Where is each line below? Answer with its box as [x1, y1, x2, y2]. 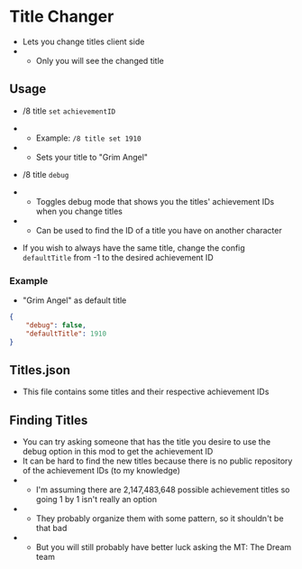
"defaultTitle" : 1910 [25, 329, 106, 338]
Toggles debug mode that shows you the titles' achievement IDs [35, 196, 275, 206]
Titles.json [9, 363, 70, 378]
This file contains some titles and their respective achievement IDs [22, 386, 270, 398]
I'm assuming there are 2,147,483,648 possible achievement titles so [35, 484, 290, 495]
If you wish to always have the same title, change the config [22, 242, 245, 253]
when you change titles [35, 206, 124, 216]
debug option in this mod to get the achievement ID [22, 446, 214, 457]
